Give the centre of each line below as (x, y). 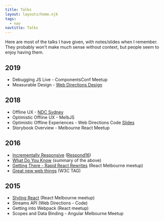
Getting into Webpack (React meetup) (50, 208)
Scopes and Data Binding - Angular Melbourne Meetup (68, 214)
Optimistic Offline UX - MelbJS (43, 117)
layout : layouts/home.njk (31, 14)
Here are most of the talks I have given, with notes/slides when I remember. (82, 42)
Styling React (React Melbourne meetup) (53, 198)
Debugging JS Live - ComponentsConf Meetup (60, 80)
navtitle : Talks (22, 28)
